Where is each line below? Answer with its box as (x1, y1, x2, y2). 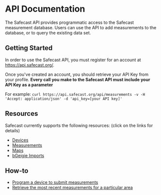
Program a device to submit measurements (12, 179, 98, 185)
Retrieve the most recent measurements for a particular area (12, 185, 133, 191)
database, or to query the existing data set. (5, 30, 91, 35)
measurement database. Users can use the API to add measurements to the (5, 24, 157, 30)
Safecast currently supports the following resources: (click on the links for (5, 123, 153, 128)
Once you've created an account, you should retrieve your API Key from (5, 71, 149, 77)
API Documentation (5, 3, 85, 15)
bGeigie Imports (12, 152, 45, 159)
